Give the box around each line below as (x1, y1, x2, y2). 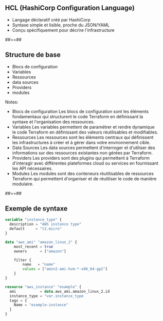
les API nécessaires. (12, 165, 53, 171)
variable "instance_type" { (5, 217, 62, 222)
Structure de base (5, 51, 61, 59)
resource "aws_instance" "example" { (5, 284, 82, 289)
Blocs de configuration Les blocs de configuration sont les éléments (12, 108, 149, 114)
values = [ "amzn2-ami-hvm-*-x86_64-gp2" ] (22, 266, 108, 272)
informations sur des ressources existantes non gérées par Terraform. (12, 150, 153, 155)
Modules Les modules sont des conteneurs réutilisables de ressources (12, 170, 154, 176)
